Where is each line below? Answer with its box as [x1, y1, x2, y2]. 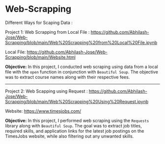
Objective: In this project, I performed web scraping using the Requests [5, 118, 149, 123]
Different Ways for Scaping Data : [5, 20, 73, 25]
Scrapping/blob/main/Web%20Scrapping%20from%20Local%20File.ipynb [5, 39, 158, 45]
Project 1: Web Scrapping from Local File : [5, 29, 90, 35]
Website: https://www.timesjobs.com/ [5, 108, 82, 114]
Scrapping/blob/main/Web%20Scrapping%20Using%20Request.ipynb [5, 98, 149, 104]
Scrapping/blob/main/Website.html [5, 54, 76, 60]
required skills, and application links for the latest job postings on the [5, 128, 144, 134]
